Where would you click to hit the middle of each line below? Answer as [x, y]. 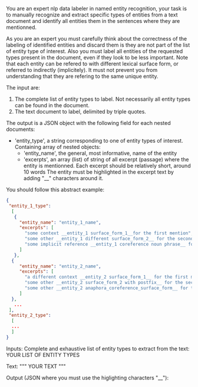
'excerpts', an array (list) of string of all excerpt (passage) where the [106, 159]
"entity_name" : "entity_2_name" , [60, 266]
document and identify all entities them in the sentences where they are [93, 21]
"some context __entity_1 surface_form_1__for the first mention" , [109, 233]
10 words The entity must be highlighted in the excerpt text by [98, 172]
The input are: [23, 87]
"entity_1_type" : [30, 206]
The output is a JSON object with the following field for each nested [88, 123]
